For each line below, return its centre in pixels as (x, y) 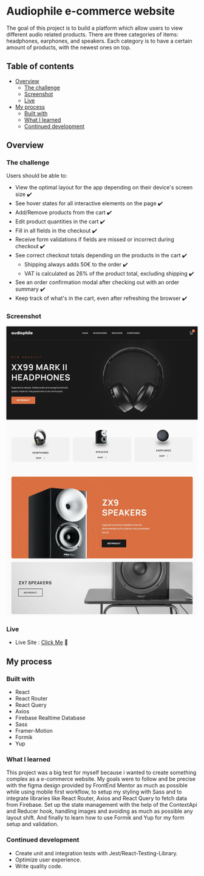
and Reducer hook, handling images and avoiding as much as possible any (100, 811)
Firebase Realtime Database (50, 718)
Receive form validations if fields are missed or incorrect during (94, 239)
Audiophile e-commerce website (90, 11)
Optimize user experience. (48, 860)
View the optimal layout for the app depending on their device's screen (104, 188)
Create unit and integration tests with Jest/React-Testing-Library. (96, 853)
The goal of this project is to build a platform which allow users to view (95, 28)
